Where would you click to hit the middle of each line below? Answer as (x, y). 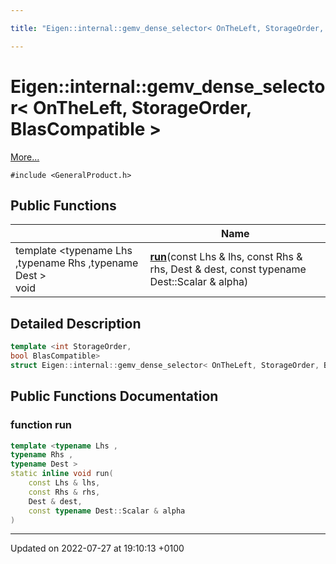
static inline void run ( (62, 474)
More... (25, 157)
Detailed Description (76, 323)
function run (41, 425)
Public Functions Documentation (114, 396)
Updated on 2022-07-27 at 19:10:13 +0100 (97, 548)
